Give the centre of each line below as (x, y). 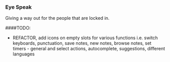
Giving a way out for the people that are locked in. (58, 18)
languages (24, 54)
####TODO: (18, 28)
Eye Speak (19, 7)
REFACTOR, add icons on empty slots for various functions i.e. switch (85, 38)
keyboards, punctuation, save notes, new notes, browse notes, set (82, 43)
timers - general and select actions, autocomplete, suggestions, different (89, 49)
